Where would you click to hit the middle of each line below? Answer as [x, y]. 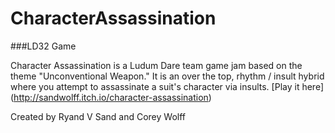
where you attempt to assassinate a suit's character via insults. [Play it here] [167, 86]
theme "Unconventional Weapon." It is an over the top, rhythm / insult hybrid [167, 76]
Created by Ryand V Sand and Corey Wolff [98, 116]
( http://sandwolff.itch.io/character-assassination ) [111, 97]
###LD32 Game [43, 46]
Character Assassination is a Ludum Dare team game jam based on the [156, 65]
